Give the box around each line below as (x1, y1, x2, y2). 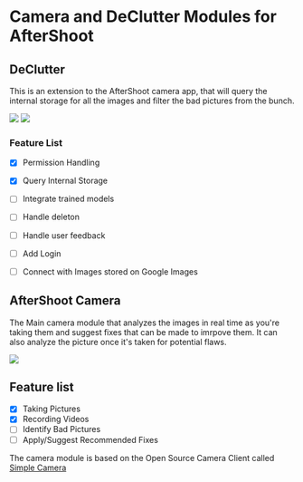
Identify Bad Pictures (22, 424, 101, 435)
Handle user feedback (22, 229, 106, 241)
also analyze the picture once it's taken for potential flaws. (9, 336, 228, 347)
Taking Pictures (22, 403, 81, 414)
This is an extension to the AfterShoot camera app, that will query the (9, 86, 268, 96)
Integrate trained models (22, 193, 115, 205)
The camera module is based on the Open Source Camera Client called (9, 452, 275, 463)
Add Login (22, 247, 62, 259)
